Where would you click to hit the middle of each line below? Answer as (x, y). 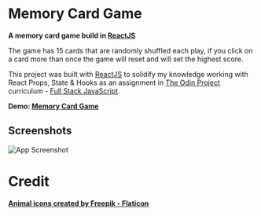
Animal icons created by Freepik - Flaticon (79, 203)
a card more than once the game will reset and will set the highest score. (126, 59)
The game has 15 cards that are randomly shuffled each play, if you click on (130, 50)
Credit (29, 181)
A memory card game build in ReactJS (72, 35)
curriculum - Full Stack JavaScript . (64, 90)
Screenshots (40, 131)
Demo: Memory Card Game (53, 106)
